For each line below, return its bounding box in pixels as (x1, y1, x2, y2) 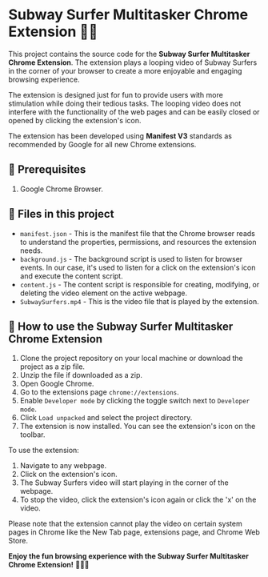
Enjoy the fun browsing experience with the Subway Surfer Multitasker (8, 551, 250, 561)
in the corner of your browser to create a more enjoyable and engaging (8, 66, 242, 75)
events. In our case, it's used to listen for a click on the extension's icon (19, 262, 256, 272)
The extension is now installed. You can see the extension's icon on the (19, 422, 256, 431)
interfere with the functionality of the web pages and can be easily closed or (8, 106, 260, 117)
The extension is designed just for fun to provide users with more (8, 90, 224, 99)
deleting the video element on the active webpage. (19, 288, 188, 298)
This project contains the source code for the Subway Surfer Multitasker (8, 49, 250, 58)
